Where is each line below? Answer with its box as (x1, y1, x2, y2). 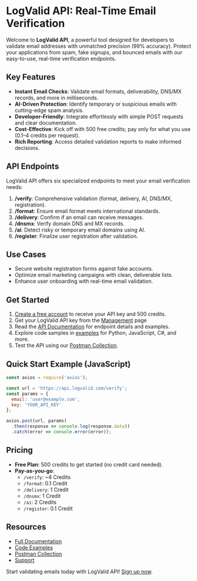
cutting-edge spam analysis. (14, 106, 84, 113)
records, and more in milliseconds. (14, 94, 99, 101)
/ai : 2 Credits (23, 498, 57, 505)
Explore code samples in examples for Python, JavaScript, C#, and (14, 329, 176, 337)
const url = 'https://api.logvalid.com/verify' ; (6, 385, 128, 391)
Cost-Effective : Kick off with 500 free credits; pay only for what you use (14, 125, 191, 132)
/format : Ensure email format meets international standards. (14, 207, 161, 214)
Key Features (6, 72, 56, 82)
